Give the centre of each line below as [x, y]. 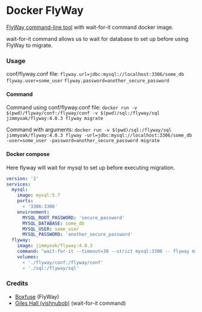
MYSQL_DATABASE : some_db [53, 223]
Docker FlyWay [45, 11]
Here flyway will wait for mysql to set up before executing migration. [91, 167]
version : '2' [23, 178]
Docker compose [28, 154]
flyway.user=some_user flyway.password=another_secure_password [88, 81]
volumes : [28, 257]
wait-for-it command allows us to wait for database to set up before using [97, 39]
